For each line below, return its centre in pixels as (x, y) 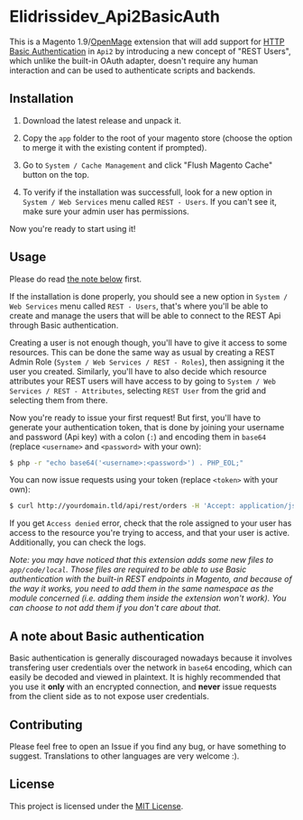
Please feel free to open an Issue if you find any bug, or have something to (148, 746)
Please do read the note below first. (76, 279)
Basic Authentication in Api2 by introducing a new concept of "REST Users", (150, 51)
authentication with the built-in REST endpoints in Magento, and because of (151, 579)
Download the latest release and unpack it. (102, 120)
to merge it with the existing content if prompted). (115, 147)
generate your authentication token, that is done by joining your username (147, 427)
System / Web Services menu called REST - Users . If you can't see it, (150, 201)
